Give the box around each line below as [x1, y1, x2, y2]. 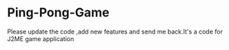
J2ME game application [7, 34, 74, 42]
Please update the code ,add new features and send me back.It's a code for [7, 27, 223, 36]
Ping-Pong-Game [7, 5, 110, 21]
